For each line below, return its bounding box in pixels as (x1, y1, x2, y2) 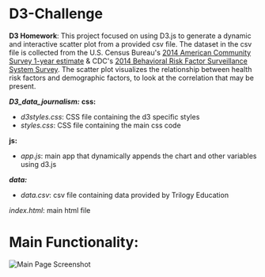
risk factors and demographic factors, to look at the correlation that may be (9, 73, 254, 82)
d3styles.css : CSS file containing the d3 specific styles (20, 112, 200, 121)
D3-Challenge (9, 5, 104, 23)
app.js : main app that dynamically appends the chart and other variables (20, 151, 257, 161)
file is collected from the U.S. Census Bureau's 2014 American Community (9, 47, 252, 57)
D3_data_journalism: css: (9, 97, 97, 106)
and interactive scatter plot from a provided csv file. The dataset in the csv (9, 39, 252, 48)
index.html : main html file (9, 205, 91, 214)
